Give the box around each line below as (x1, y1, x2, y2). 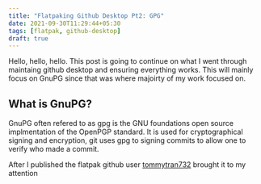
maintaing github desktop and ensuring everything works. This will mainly (8, 65, 254, 75)
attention (8, 169, 38, 178)
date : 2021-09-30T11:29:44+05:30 (8, 19, 121, 27)
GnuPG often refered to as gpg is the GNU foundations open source (8, 119, 234, 128)
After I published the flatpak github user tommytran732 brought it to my (8, 160, 246, 169)
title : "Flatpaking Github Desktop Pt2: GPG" (8, 11, 164, 20)
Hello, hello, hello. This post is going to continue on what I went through (8, 56, 247, 66)
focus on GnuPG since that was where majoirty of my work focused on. (8, 73, 246, 83)
